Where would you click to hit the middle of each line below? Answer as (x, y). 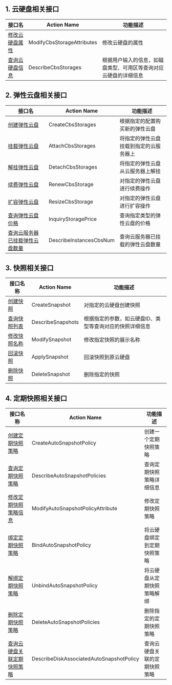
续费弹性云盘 (24, 184)
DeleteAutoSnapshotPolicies (66, 622)
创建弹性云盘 (24, 125)
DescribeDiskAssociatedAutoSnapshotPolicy (85, 659)
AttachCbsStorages (72, 145)
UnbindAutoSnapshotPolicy (65, 586)
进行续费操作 (135, 188)
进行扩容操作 (135, 206)
